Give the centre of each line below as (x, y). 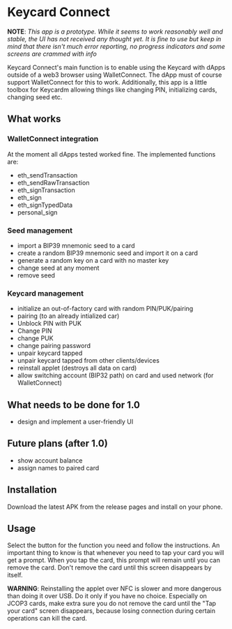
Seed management (40, 230)
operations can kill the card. (47, 619)
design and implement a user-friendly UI (75, 422)
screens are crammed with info (52, 54)
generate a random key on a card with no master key (93, 260)
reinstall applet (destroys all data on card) (77, 368)
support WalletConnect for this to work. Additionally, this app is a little (107, 82)
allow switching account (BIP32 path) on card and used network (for (115, 375)
